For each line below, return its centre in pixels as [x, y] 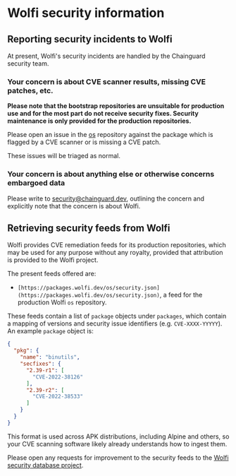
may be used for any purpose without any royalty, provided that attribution [115, 253]
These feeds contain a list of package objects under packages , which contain [117, 316]
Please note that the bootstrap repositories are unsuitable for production [116, 106]
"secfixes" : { [41, 364]
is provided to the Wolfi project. [53, 260]
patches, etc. [31, 90]
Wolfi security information [86, 13]
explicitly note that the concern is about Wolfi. [74, 206]
